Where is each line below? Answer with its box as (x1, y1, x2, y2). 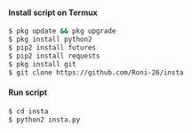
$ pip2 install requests (8, 51, 100, 60)
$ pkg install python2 (8, 35, 92, 44)
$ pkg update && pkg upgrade (8, 27, 116, 35)
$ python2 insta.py (8, 115, 81, 124)
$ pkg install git (8, 59, 76, 68)
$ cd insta (8, 106, 49, 115)
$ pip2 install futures (8, 43, 97, 52)
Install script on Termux (8, 7, 99, 18)
